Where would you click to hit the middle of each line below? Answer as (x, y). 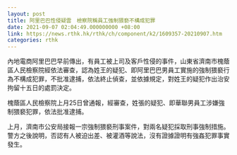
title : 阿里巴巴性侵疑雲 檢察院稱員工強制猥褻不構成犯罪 (81, 21)
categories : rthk (33, 40)
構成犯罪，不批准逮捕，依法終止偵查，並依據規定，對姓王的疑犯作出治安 (124, 79)
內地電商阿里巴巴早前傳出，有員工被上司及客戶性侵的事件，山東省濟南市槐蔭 (119, 62)
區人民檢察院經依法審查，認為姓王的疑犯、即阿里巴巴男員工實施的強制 (109, 70)
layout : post (26, 14)
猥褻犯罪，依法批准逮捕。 (50, 112)
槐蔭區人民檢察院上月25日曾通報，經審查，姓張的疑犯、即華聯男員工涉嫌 (113, 103)
